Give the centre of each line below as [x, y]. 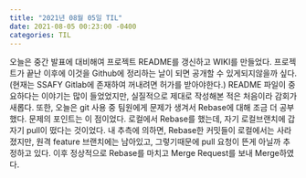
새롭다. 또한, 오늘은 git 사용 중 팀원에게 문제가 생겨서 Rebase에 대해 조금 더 [143, 108]
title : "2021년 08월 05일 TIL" [66, 18]
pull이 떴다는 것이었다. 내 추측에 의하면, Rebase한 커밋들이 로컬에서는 [150, 131]
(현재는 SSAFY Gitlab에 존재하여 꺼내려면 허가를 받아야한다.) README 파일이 [148, 85]
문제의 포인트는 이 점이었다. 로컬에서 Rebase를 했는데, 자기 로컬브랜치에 [157, 119]
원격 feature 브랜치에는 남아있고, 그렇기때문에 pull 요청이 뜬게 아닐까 [158, 141]
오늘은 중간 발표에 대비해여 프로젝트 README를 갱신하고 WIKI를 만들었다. [141, 62]
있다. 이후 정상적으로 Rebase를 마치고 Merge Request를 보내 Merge [157, 153]
